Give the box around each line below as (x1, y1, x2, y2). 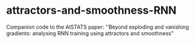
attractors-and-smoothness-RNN (6, 4, 176, 17)
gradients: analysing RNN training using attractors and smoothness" (6, 29, 174, 36)
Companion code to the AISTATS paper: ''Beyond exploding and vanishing (6, 23, 190, 30)
